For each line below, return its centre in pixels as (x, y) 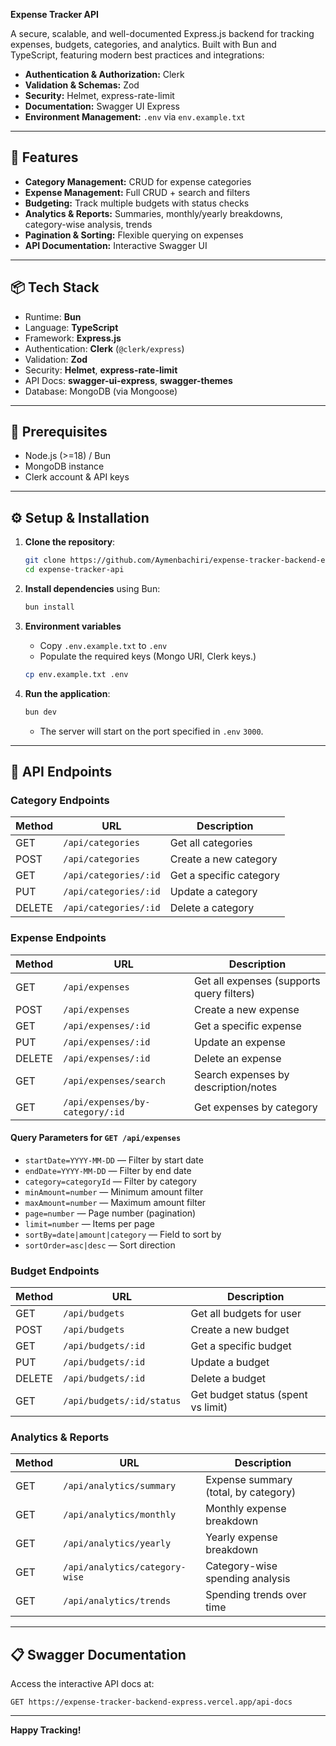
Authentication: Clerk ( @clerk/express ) (104, 348)
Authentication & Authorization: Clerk (104, 74)
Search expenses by (241, 1074)
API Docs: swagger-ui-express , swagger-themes (128, 380)
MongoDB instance (64, 466)
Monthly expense (246, 1509)
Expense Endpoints (58, 938)
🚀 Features (44, 157)
